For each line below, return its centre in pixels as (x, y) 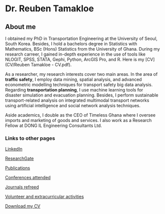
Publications (18, 168)
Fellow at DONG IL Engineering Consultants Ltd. (54, 125)
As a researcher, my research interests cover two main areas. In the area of (81, 74)
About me (20, 27)
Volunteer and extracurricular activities (45, 197)
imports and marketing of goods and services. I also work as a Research (78, 120)
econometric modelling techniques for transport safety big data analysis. (79, 85)
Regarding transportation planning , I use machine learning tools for (74, 90)
